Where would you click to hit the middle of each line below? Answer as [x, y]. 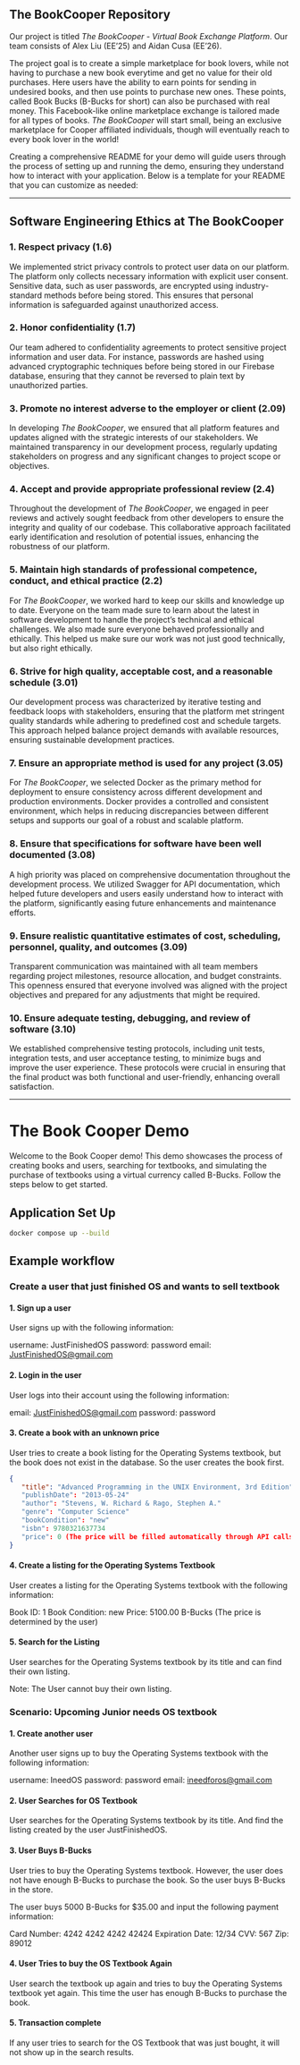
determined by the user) [54, 1621]
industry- [252, 285]
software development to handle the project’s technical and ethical [132, 619]
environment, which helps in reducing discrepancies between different [139, 811]
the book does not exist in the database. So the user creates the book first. [147, 1462]
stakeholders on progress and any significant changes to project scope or [145, 456]
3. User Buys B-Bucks [50, 1850]
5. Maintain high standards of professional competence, [133, 570]
